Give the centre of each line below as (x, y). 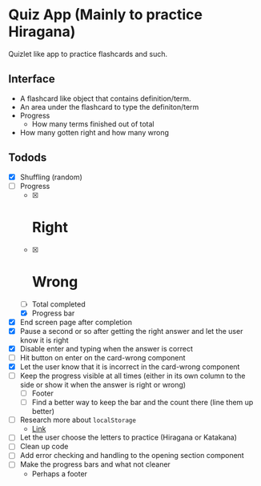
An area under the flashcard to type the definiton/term (109, 106)
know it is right (44, 340)
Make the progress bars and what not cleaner (95, 464)
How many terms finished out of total (93, 124)
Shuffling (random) (51, 177)
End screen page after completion (76, 322)
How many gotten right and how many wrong (94, 132)
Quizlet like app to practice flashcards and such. (88, 54)
